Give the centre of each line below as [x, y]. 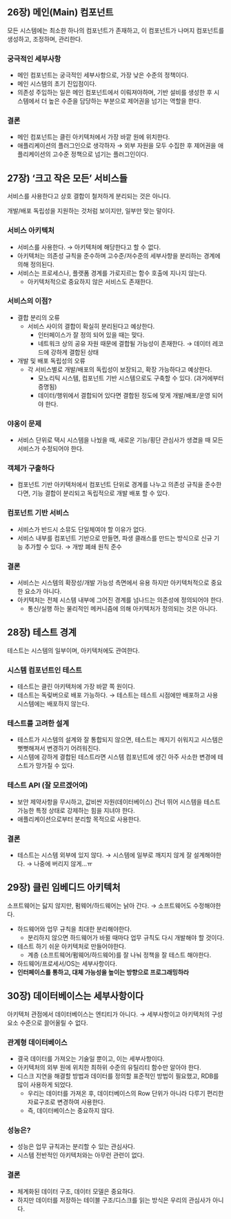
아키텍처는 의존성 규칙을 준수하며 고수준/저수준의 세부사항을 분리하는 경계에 [119, 255]
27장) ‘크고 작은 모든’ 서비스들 [67, 178]
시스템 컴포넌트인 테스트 [45, 670]
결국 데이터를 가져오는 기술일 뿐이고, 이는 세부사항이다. [91, 1058]
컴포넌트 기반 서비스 [38, 513]
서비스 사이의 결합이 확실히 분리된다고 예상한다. [91, 326]
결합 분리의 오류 [38, 318]
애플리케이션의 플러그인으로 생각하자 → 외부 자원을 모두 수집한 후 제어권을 [117, 146]
